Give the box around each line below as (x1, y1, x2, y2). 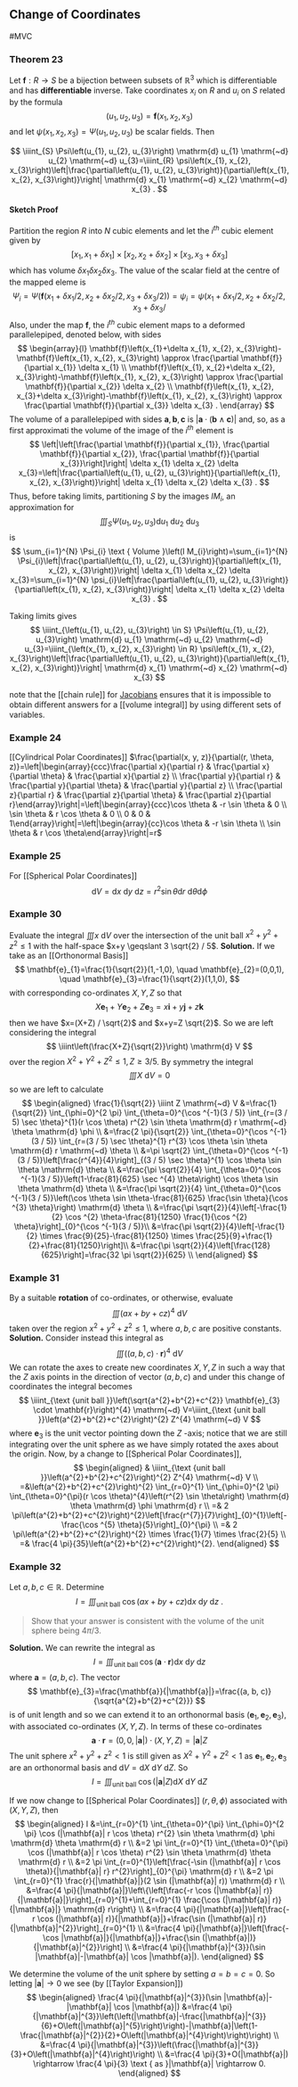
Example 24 (9, 731, 62, 744)
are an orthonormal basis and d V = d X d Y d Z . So (9, 1761, 189, 1773)
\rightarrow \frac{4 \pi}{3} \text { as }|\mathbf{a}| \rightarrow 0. (32, 2058, 267, 2069)
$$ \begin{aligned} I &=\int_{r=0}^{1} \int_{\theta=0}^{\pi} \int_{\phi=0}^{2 (14, 1819, 285, 1829)
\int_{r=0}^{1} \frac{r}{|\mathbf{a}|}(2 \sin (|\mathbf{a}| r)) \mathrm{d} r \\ (13, 1876, 286, 1886)
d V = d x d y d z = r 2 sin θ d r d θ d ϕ (91, 884, 208, 896)
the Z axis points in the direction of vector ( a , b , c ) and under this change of (9, 1371, 286, 1382)
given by (9, 235, 42, 246)
